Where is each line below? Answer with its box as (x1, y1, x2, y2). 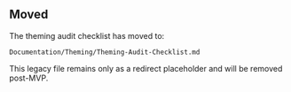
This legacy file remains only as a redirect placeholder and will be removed (9, 63, 283, 73)
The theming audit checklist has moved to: (9, 30, 165, 41)
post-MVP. (9, 73, 49, 83)
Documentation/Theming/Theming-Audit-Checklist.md (9, 48, 201, 57)
